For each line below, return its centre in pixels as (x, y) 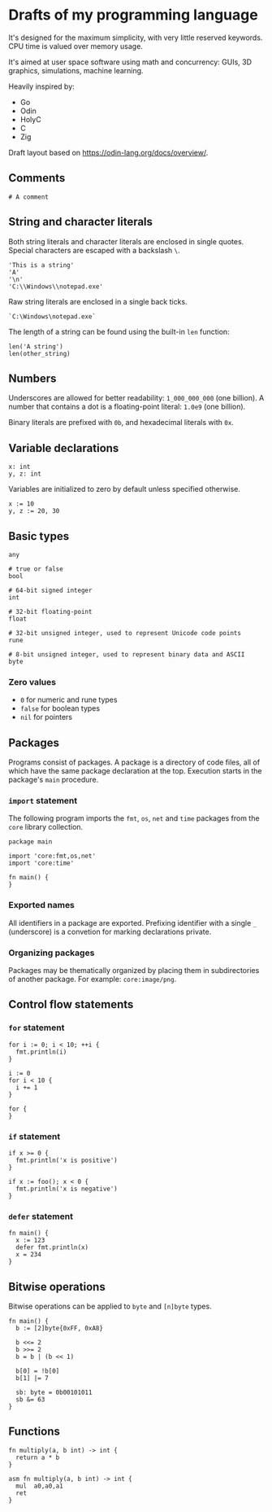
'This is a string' (41, 265)
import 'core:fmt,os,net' (52, 857)
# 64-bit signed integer (50, 590)
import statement (43, 801)
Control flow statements (71, 1004)
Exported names (42, 905)
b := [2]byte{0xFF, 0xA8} (60, 1329)
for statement (37, 1028)
